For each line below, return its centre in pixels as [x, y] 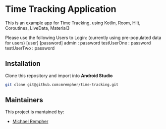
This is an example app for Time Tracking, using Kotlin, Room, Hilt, [73, 23]
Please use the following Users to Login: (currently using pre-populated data [83, 38]
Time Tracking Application [61, 9]
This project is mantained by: [35, 112]
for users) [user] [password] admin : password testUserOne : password [78, 43]
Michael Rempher [30, 122]
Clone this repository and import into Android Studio [59, 76]
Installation [23, 64]
